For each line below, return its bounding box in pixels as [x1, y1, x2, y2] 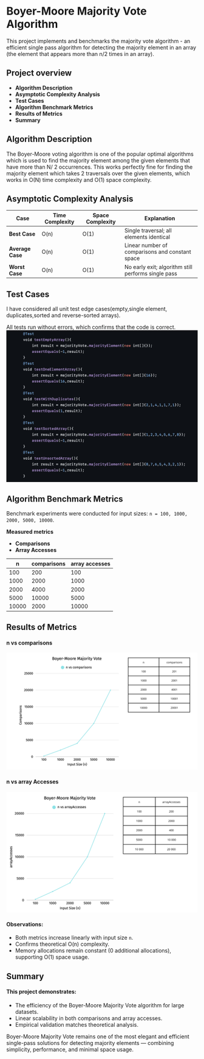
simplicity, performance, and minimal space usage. [6, 1046, 134, 1053]
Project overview [6, 68, 72, 79]
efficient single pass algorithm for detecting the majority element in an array [6, 44, 196, 51]
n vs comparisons [6, 639, 53, 646]
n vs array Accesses [6, 778, 59, 785]
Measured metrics [6, 528, 53, 536]
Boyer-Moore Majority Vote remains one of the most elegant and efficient [6, 1033, 189, 1040]
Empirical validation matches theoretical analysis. [15, 1021, 138, 1028]
